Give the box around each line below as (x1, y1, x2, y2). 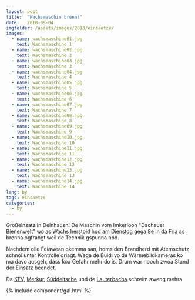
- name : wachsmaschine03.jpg (11, 58, 83, 64)
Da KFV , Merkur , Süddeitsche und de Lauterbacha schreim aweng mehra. (6, 276, 184, 283)
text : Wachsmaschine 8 (16, 118, 72, 124)
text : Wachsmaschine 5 (16, 85, 72, 91)
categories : (6, 200, 35, 206)
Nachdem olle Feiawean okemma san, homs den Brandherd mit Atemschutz (6, 245, 190, 253)
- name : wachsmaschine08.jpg (11, 112, 83, 118)
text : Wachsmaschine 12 (16, 162, 75, 168)
